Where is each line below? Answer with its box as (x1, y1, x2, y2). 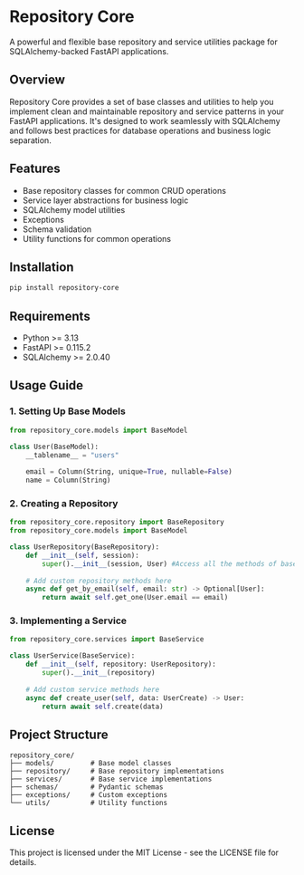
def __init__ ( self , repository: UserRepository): (25, 659, 217, 669)
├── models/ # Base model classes (9, 759, 172, 768)
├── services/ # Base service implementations (9, 774, 213, 784)
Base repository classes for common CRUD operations (22, 185, 226, 196)
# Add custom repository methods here (25, 576, 172, 585)
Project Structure (9, 726, 109, 742)
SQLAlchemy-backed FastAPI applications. (9, 45, 169, 56)
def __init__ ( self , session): (25, 551, 140, 560)
